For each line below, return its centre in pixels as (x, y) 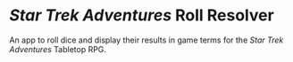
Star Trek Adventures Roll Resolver (142, 15)
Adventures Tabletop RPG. (58, 49)
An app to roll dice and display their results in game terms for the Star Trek (146, 40)
